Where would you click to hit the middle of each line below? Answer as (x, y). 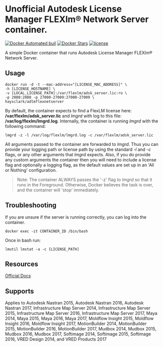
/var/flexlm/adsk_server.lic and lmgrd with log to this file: (63, 116)
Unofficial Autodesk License (63, 9)
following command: (26, 126)
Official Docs (18, 276)
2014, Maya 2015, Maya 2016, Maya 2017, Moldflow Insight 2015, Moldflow (80, 319)
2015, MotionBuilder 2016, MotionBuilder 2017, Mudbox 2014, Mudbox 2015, (81, 329)
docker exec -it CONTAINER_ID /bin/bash (47, 231)
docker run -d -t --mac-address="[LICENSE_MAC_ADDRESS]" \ (66, 84)
